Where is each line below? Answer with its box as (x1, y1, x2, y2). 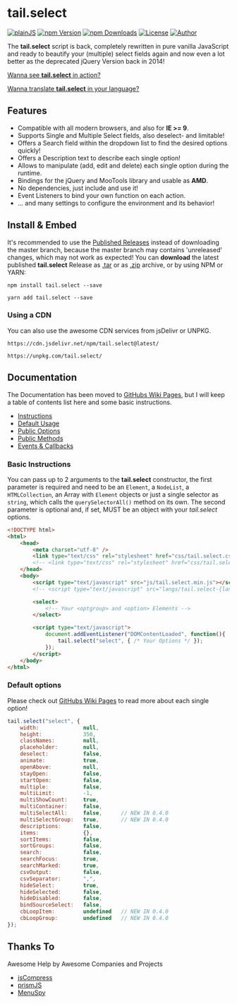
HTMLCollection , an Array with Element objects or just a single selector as (7, 490, 219, 499)
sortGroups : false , (20, 842, 102, 849)
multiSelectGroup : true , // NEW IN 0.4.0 (20, 816, 169, 823)
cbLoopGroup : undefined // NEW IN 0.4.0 (20, 915, 169, 922)
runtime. (17, 168, 42, 177)
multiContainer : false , (20, 803, 102, 810)
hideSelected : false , (20, 888, 102, 895)
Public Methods (17, 434, 63, 442)
